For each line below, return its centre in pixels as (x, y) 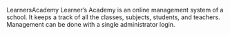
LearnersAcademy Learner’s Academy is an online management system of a (115, 10)
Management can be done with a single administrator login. (91, 24)
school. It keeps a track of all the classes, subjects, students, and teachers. (113, 17)
